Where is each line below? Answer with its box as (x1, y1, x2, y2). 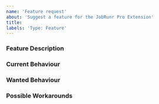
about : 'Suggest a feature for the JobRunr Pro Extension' (6, 14, 154, 20)
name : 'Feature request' (6, 8, 67, 15)
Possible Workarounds (6, 92, 72, 100)
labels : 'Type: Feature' (6, 25, 67, 31)
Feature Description (6, 45, 65, 53)
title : (6, 19, 22, 25)
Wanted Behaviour (6, 76, 61, 84)
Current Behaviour (6, 60, 61, 68)
